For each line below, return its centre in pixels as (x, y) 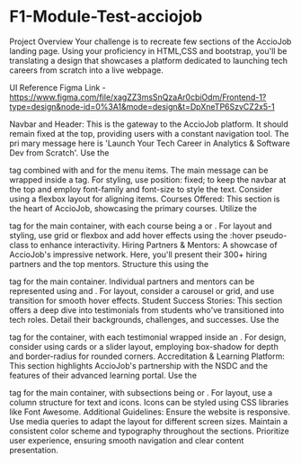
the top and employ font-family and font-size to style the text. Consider (141, 189)
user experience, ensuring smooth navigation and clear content (127, 440)
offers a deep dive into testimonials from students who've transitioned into (147, 310)
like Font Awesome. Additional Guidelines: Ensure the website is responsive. (150, 412)
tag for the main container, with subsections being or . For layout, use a (141, 392)
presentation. (34, 450)
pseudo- (271, 235)
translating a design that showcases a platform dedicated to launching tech (149, 60)
